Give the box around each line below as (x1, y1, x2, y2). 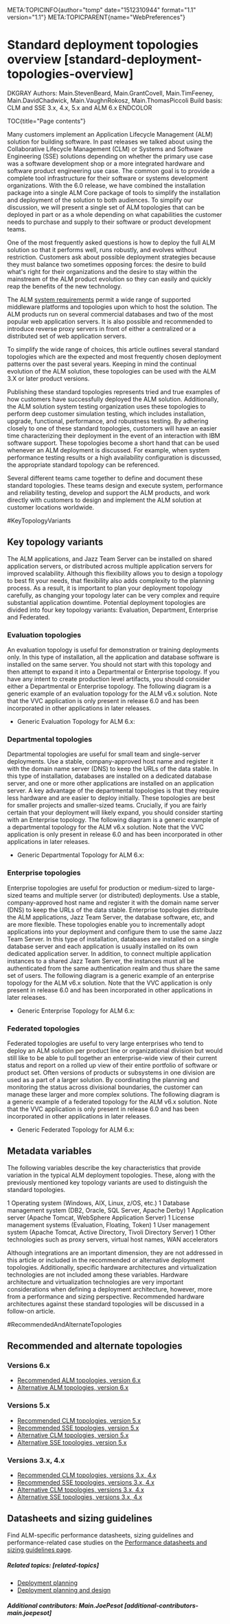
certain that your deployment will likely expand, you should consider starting (7, 808, 223, 816)
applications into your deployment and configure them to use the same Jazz (7, 927, 223, 936)
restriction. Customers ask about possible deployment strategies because (7, 253, 216, 261)
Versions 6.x (7, 1361, 50, 1371)
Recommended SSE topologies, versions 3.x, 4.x (16, 1478, 154, 1487)
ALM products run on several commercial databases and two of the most (7, 310, 214, 318)
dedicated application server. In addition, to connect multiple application (7, 949, 211, 957)
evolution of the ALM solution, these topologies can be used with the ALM (7, 367, 216, 375)
